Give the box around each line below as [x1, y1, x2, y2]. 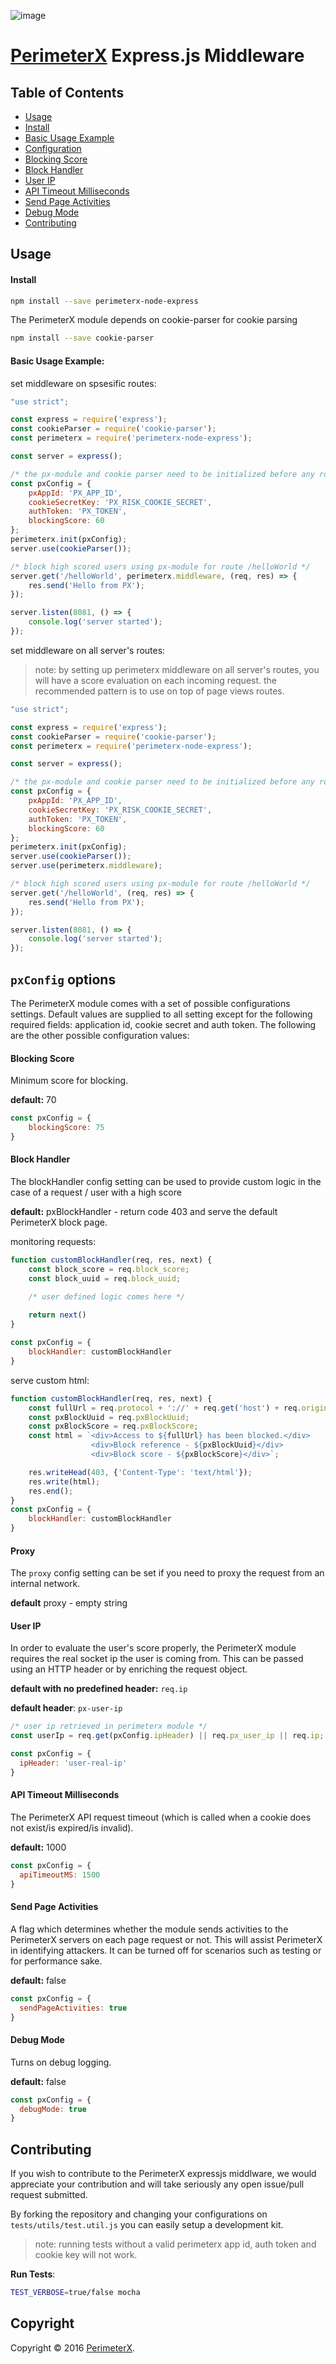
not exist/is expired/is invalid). [10, 1822, 134, 1834]
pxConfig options [10, 971, 117, 988]
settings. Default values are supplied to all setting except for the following [10, 1008, 313, 1020]
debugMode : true [19, 2104, 87, 2114]
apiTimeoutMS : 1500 [19, 1870, 101, 1880]
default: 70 [10, 1094, 57, 1106]
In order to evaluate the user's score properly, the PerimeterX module [10, 1642, 297, 1654]
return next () [28, 1310, 87, 1320]
